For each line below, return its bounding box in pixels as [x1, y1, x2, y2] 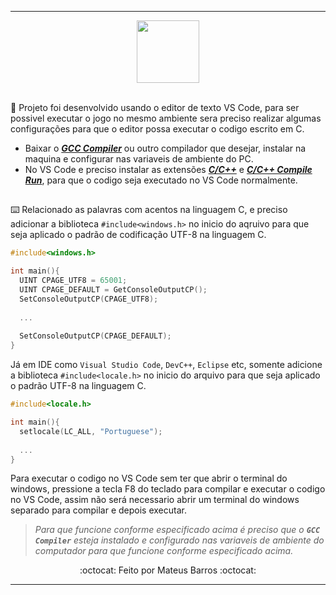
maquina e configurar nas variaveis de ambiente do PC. [24, 153, 254, 165]
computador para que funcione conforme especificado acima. [34, 545, 294, 557]
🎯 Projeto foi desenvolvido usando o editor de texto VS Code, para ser [10, 102, 300, 113]
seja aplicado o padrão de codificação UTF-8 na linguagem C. [10, 229, 267, 241]
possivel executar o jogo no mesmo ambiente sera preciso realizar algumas [10, 112, 322, 124]
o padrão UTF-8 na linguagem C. [10, 380, 147, 392]
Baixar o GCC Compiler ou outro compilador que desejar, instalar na [24, 142, 307, 154]
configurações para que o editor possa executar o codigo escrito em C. [10, 123, 305, 135]
